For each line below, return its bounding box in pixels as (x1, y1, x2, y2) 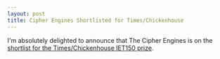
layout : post (7, 10, 46, 18)
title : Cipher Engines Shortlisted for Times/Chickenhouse (7, 17, 184, 24)
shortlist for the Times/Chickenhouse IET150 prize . (7, 44, 154, 52)
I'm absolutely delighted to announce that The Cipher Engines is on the (7, 36, 213, 44)
